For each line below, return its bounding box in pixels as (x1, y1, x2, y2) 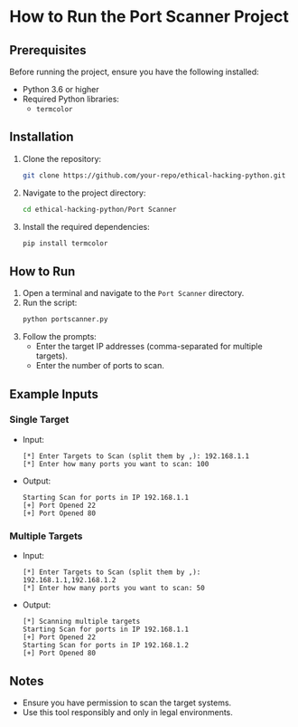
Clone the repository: (22, 153, 102, 164)
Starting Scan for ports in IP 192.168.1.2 (22, 641, 190, 650)
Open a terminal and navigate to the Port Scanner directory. (22, 288, 245, 299)
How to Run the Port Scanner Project (9, 6, 289, 27)
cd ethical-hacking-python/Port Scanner (22, 205, 177, 214)
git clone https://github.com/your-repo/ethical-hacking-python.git (22, 170, 286, 180)
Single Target (9, 414, 70, 426)
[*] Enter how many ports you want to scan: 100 (22, 459, 210, 468)
